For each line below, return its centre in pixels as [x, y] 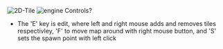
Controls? [78, 11]
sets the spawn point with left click [66, 38]
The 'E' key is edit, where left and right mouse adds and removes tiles [117, 23]
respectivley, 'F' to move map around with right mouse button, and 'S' [117, 31]
